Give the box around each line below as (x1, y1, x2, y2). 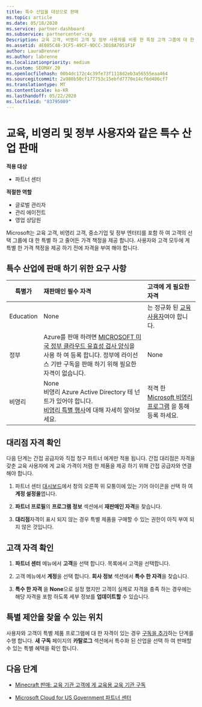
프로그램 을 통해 (147, 402, 190, 411)
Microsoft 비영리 (147, 393, 193, 402)
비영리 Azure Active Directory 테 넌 (43, 388, 140, 396)
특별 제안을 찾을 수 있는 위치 (6, 612, 103, 623)
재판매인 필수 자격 (43, 287, 91, 296)
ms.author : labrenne (6, 54, 58, 60)
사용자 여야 (147, 312, 176, 321)
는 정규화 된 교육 (147, 303, 191, 312)
